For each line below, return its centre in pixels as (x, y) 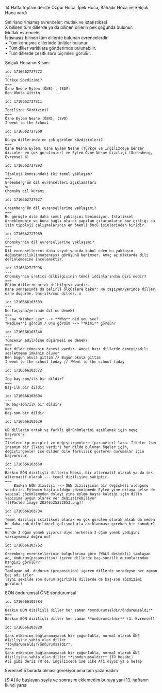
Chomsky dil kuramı (25, 191)
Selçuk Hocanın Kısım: (27, 63)
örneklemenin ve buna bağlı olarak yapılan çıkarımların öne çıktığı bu (80, 221)
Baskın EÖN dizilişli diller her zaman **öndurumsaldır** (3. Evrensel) (80, 619)
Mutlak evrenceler (23, 32)
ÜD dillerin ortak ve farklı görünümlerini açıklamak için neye (71, 430)
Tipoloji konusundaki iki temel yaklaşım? (49, 174)
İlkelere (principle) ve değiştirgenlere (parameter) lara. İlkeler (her (81, 443)
